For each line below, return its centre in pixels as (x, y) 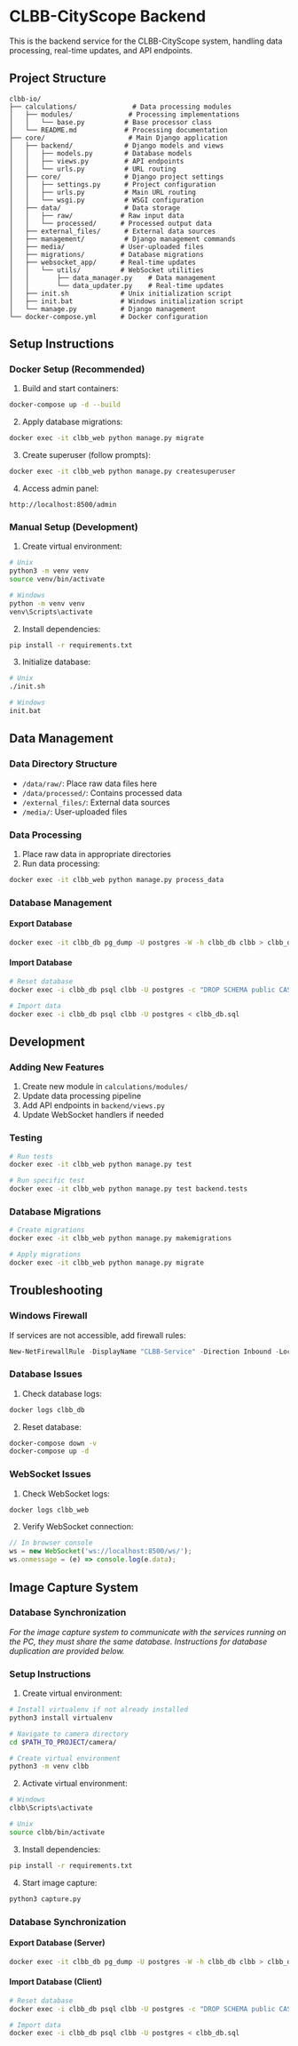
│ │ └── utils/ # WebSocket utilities (106, 270)
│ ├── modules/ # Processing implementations (125, 114)
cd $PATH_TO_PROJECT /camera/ (63, 1742)
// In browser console (51, 1543)
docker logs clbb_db (47, 1410)
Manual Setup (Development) (74, 526)
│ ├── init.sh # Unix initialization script (121, 293)
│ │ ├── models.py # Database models (101, 153)
